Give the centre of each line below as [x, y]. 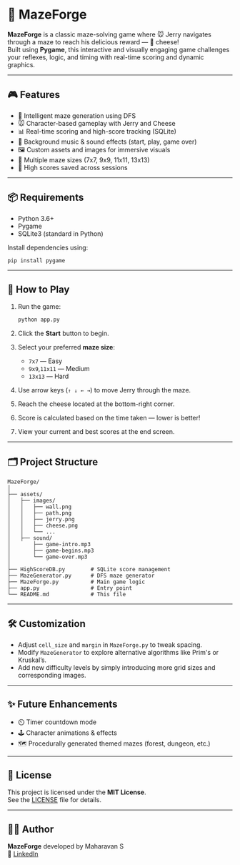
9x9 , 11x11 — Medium [59, 369]
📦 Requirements [46, 198]
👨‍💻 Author [31, 829]
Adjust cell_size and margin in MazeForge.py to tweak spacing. [110, 644]
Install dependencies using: [48, 247]
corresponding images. [52, 675]
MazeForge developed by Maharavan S [65, 846]
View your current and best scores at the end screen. [96, 432]
